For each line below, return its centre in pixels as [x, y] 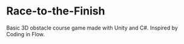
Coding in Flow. [26, 34]
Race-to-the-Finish [56, 11]
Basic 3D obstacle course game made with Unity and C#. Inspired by [92, 28]
